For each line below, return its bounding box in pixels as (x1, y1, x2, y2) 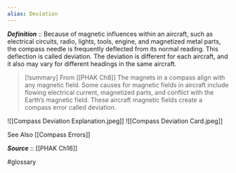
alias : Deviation (7, 10, 58, 18)
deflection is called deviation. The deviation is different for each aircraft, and (7, 52, 228, 60)
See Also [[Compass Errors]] (7, 130, 91, 139)
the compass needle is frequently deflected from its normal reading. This (7, 44, 219, 53)
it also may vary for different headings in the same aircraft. (7, 59, 177, 68)
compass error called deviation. (24, 103, 117, 111)
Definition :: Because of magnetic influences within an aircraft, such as (7, 30, 213, 38)
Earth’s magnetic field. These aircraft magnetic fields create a (24, 96, 203, 104)
